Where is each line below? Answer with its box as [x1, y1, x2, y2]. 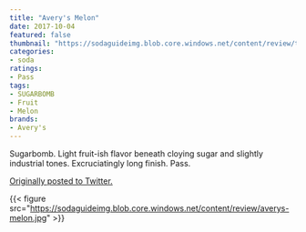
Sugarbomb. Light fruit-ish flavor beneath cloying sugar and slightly [9, 148, 264, 159]
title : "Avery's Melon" [9, 13, 100, 23]
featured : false [9, 30, 71, 39]
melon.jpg [9, 213, 47, 223]
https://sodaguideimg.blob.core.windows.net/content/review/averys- [30, 203, 290, 214]
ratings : [9, 65, 43, 74]
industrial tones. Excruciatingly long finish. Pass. [9, 158, 191, 168]
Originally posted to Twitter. [9, 176, 114, 187]
